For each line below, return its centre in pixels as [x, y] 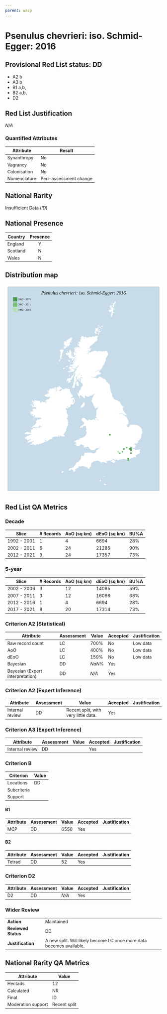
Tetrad [14, 862]
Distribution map [32, 275]
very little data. [82, 715]
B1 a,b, [19, 87]
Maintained [56, 921]
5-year [14, 569]
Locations [17, 783]
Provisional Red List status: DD [54, 65]
